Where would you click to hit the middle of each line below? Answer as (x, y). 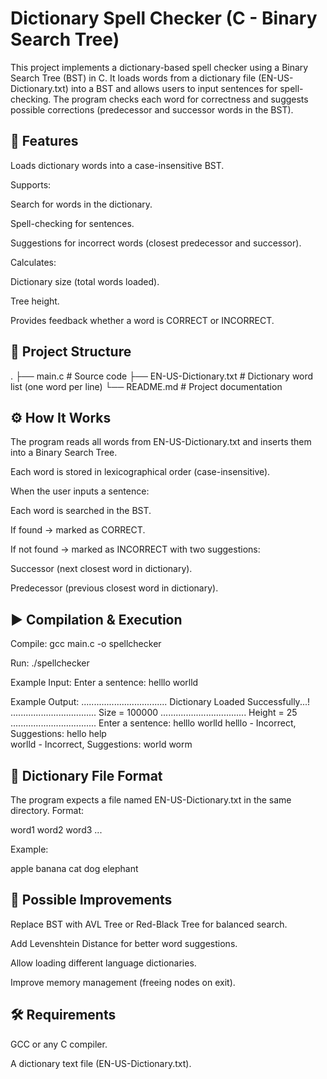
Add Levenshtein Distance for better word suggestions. (124, 943)
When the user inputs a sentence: (80, 491)
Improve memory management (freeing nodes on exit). (123, 982)
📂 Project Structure (71, 352)
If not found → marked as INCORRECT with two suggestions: (135, 549)
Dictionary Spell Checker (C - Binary (164, 18)
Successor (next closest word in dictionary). (101, 569)
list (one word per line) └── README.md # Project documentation (146, 386)
